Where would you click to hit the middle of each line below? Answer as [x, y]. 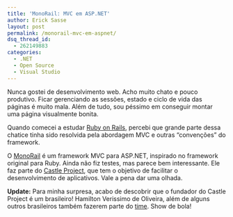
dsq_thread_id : [29, 40]
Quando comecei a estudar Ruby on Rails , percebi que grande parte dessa [114, 127]
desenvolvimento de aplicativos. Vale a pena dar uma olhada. [95, 177]
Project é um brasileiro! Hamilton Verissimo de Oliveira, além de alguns [109, 198]
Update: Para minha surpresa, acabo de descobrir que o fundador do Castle [116, 191]
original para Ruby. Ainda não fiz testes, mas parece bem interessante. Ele [114, 163]
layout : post [26, 26]
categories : [24, 53]
